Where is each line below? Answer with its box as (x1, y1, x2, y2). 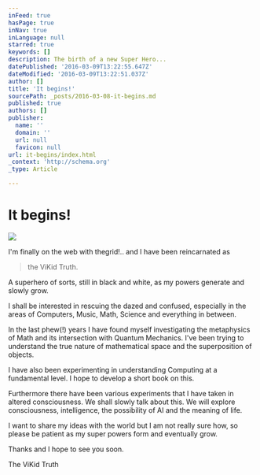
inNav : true (8, 26, 47, 34)
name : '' (15, 121, 44, 129)
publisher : (8, 114, 44, 122)
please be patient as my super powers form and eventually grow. (8, 429, 218, 438)
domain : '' (15, 128, 51, 136)
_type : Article (8, 165, 58, 173)
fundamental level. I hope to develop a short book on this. (8, 373, 195, 383)
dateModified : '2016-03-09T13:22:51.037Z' (8, 70, 149, 78)
